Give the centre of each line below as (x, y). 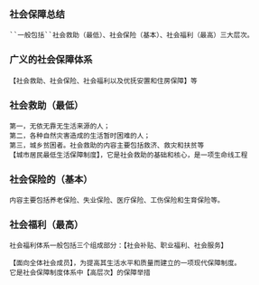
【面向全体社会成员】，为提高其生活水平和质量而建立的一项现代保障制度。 (125, 263)
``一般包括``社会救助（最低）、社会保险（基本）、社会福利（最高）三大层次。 (132, 35)
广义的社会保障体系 (51, 60)
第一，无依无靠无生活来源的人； (60, 126)
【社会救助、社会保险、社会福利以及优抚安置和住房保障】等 (103, 81)
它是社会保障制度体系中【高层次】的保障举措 (80, 273)
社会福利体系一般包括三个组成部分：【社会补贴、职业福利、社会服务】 (119, 246)
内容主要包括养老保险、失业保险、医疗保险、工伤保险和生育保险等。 (117, 201)
